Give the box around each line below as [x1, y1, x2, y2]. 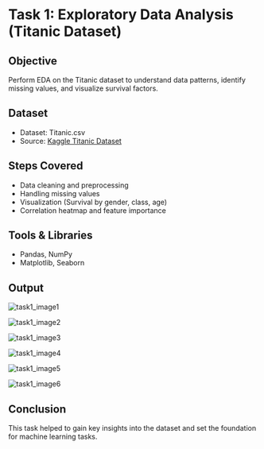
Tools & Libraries [8, 229, 93, 242]
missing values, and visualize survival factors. [8, 83, 159, 93]
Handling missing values [19, 188, 100, 198]
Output [8, 281, 44, 295]
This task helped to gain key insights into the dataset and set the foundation [8, 424, 257, 433]
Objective [8, 54, 58, 68]
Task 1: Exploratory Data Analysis [8, 6, 234, 24]
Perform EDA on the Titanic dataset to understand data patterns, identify [8, 75, 247, 84]
